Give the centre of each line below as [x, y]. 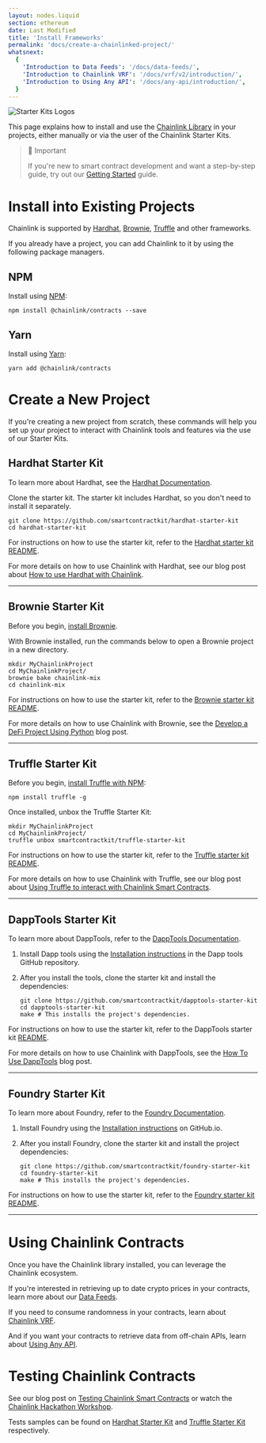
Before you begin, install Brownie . [63, 625]
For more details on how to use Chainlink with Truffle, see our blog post [125, 879]
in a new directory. [38, 649]
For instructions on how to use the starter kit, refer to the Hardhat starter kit [131, 542]
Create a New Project [79, 400]
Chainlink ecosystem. [43, 1273]
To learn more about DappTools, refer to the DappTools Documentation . [125, 939]
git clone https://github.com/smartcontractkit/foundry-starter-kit [135, 1166]
